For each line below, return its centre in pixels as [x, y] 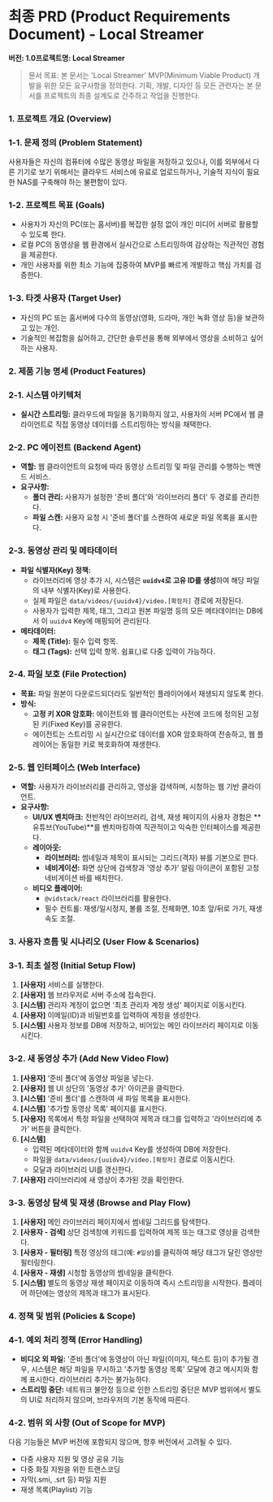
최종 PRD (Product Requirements [119, 17]
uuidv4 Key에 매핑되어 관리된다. [101, 621]
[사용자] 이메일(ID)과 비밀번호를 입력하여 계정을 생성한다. [110, 1015]
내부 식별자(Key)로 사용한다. [86, 590]
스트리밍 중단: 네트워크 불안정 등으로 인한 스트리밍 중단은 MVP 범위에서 [133, 1390]
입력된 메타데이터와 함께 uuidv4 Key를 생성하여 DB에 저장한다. [131, 1149]
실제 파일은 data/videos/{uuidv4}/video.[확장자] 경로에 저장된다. [138, 600]
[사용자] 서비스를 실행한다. [62, 985]
